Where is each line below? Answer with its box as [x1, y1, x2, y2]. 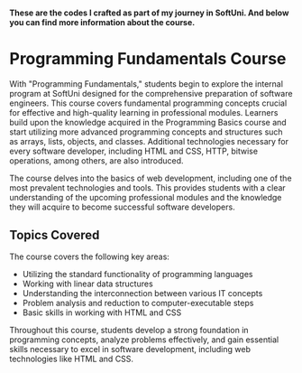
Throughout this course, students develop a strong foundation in [9, 325, 250, 336]
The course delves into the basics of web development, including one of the [9, 173, 292, 183]
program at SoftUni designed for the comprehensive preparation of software [9, 88, 293, 98]
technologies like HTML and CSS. [9, 353, 133, 365]
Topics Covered [9, 227, 100, 243]
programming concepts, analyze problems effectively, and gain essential [9, 334, 279, 345]
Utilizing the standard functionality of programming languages [22, 269, 253, 280]
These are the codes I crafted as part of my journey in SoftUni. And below [9, 7, 289, 18]
